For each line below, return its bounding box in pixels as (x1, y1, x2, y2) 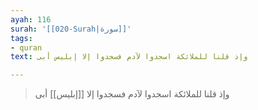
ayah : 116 (10, 14, 52, 25)
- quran (10, 42, 43, 53)
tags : (10, 33, 33, 43)
